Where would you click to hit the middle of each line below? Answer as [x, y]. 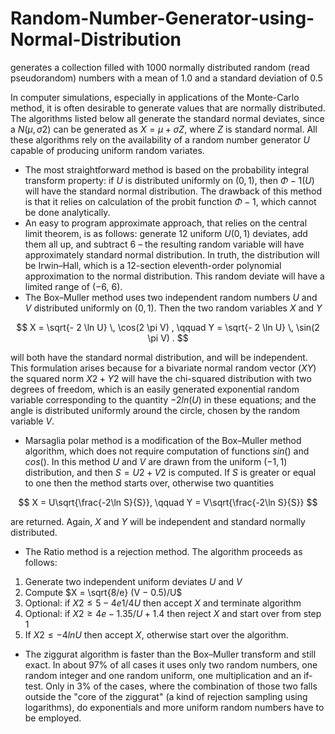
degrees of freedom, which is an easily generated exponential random [155, 389]
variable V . [32, 421]
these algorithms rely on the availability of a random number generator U [160, 139]
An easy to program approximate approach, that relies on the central [166, 223]
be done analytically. [67, 212]
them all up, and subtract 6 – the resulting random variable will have [164, 244]
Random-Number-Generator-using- [162, 18]
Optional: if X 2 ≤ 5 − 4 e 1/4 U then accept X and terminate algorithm [163, 603]
